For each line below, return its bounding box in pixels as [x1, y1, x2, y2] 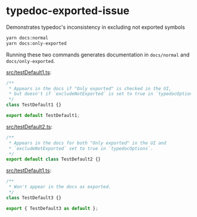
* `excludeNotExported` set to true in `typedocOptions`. [8, 145, 154, 151]
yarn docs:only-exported [6, 40, 67, 46]
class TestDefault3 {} [6, 195, 62, 201]
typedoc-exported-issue [6, 4, 130, 18]
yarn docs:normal [6, 35, 49, 41]
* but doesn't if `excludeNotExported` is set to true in [8, 91, 154, 97]
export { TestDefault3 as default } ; [6, 205, 98, 211]
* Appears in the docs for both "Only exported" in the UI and [8, 140, 167, 146]
